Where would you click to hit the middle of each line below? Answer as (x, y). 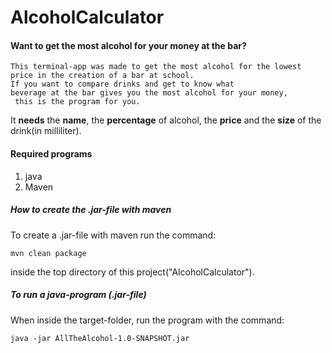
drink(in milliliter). (46, 131)
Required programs (51, 153)
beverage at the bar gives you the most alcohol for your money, (149, 93)
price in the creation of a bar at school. (102, 76)
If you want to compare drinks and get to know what (122, 84)
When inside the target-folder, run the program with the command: (147, 320)
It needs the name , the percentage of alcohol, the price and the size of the (166, 120)
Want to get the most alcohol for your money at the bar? (128, 45)
